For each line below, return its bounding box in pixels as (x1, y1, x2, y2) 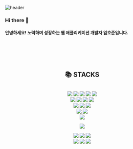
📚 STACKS (65, 70, 99, 78)
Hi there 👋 (5, 17, 29, 24)
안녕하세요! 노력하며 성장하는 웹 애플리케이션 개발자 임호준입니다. (5, 29, 129, 35)
